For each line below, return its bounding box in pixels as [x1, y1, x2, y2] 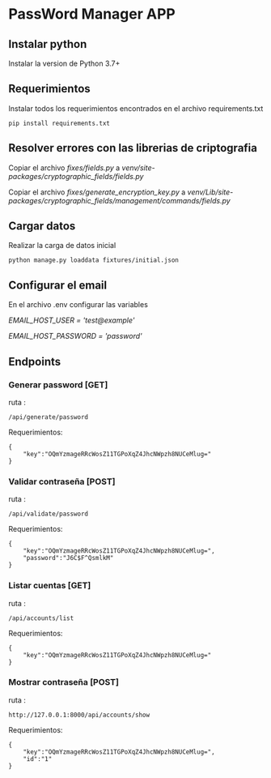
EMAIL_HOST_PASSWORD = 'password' [8, 331, 143, 341]
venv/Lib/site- [187, 187, 234, 197]
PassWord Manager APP [8, 5, 176, 24]
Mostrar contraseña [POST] [8, 677, 120, 688]
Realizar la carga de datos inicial [8, 241, 116, 250]
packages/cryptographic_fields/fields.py [8, 171, 144, 181]
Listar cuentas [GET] [8, 580, 91, 592]
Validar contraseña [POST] [8, 476, 116, 487]
